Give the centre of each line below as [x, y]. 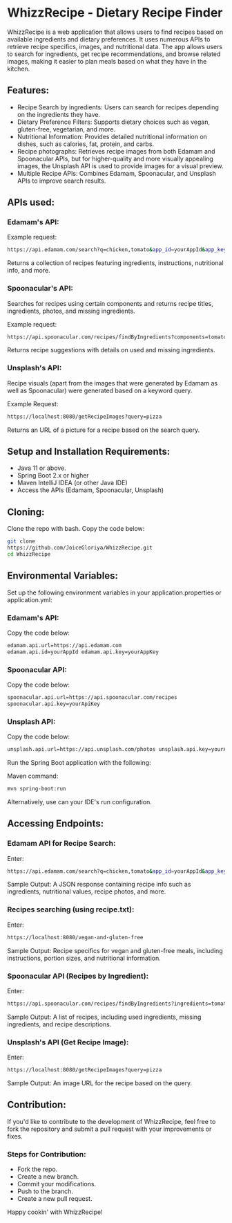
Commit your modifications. [57, 1184]
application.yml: [30, 599]
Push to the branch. [45, 1191]
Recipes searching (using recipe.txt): [71, 909]
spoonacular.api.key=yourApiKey [54, 704]
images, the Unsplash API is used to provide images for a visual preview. [120, 166]
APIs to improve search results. [61, 181]
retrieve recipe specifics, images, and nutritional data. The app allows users [115, 46]
